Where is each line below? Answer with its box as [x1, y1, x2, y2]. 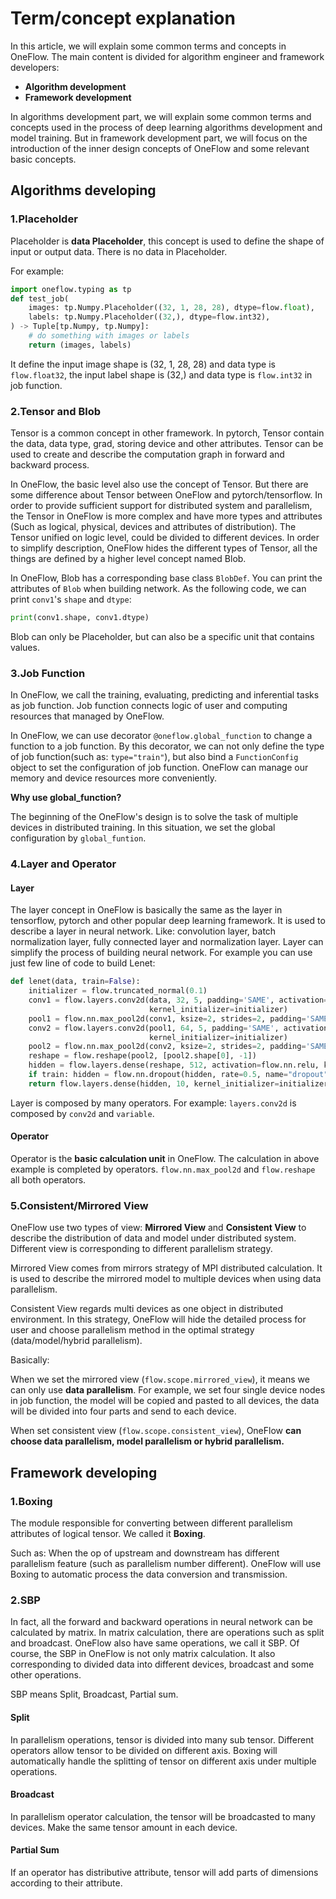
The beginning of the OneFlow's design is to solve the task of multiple [10, 811, 299, 823]
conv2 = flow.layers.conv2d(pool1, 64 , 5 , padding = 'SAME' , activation [28, 1023, 329, 1033]
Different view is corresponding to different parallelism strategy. [10, 1243, 273, 1255]
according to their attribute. [10, 1877, 123, 1889]
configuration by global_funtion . [10, 832, 147, 844]
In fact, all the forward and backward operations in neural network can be [10, 1616, 313, 1628]
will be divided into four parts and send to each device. [10, 1405, 237, 1417]
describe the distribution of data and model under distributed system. [10, 1232, 297, 1244]
